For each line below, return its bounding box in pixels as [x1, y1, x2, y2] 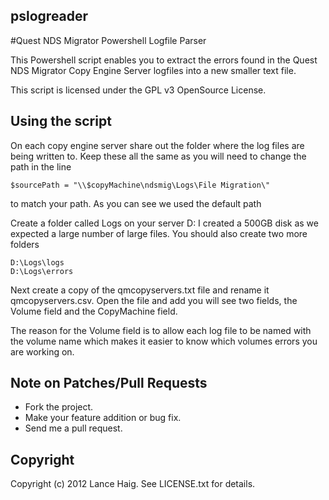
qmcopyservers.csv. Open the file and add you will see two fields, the [10, 294, 298, 306]
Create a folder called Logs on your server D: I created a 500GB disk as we [10, 217, 319, 229]
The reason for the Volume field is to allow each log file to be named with [10, 324, 312, 336]
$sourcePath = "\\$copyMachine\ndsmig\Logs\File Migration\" [10, 180, 271, 190]
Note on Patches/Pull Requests [10, 375, 208, 392]
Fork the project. [24, 401, 94, 413]
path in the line [10, 160, 72, 173]
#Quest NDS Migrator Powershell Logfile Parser [10, 34, 207, 46]
